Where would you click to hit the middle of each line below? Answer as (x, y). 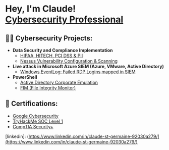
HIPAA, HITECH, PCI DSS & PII (51, 56)
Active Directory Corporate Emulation (59, 82)
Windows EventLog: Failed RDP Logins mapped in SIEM (78, 72)
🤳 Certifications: (32, 104)
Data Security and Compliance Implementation (63, 50)
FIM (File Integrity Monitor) (48, 88)
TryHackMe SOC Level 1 (38, 121)
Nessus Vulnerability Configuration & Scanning (69, 61)
